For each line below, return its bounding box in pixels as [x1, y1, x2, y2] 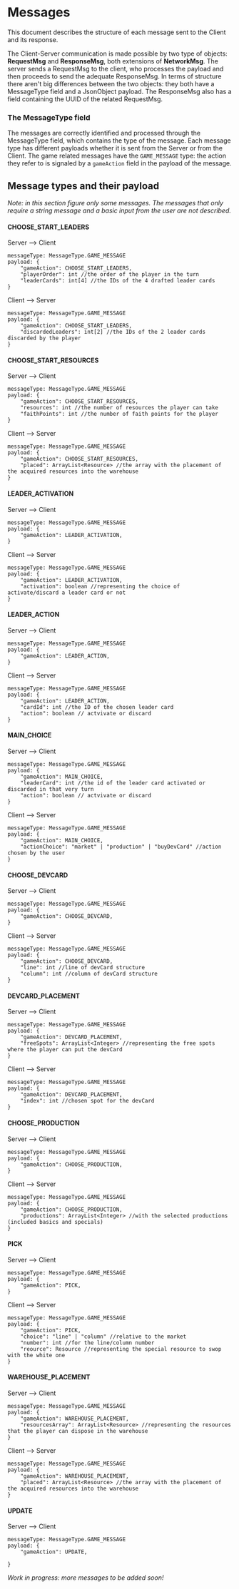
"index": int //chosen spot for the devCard [20, 1098, 155, 1105]
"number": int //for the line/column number [20, 1339, 155, 1347]
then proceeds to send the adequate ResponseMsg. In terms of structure [7, 72, 222, 81]
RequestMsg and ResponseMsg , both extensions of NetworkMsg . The [7, 56, 219, 65]
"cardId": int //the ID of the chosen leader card [20, 703, 174, 710]
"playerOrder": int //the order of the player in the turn [20, 271, 200, 278]
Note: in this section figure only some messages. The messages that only [7, 199, 223, 208]
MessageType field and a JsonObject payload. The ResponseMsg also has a [7, 87, 232, 96]
